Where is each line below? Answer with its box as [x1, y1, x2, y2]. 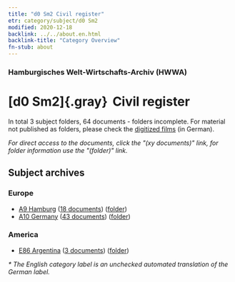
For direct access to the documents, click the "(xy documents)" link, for [8, 139, 219, 147]
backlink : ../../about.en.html [8, 30, 101, 38]
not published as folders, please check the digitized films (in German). [8, 124, 215, 133]
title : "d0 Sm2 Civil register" [8, 10, 104, 18]
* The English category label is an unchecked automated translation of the [8, 260, 229, 268]
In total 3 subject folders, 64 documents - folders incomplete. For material [8, 117, 226, 126]
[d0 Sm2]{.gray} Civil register [8, 94, 190, 110]
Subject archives [8, 167, 85, 179]
